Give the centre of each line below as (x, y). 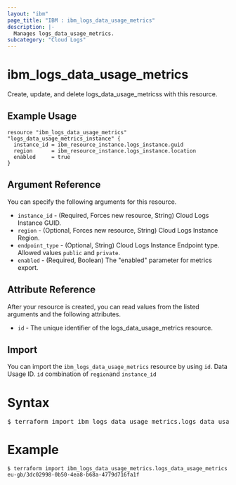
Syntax (28, 402)
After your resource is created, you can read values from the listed (104, 306)
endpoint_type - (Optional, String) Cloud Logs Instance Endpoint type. (118, 245)
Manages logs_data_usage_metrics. (64, 33)
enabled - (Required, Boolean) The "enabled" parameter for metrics (114, 260)
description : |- (31, 27)
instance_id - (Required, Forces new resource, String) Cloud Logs (113, 215)
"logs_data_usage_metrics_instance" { (64, 138)
